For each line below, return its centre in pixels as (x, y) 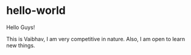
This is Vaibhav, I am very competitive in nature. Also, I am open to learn (96, 39)
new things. (21, 45)
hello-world (36, 11)
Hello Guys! (20, 27)
